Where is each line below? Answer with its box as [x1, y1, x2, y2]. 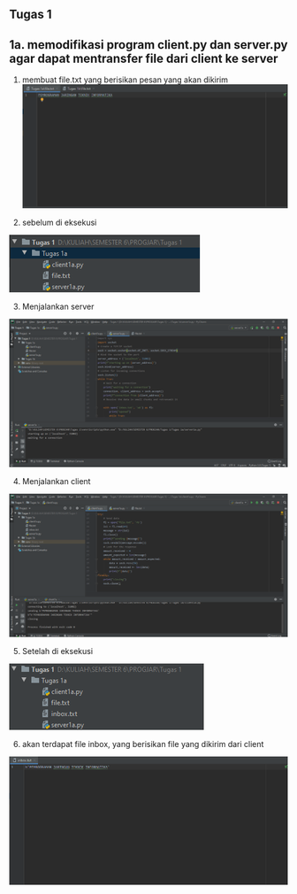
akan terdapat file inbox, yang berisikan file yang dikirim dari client [21, 738, 264, 749]
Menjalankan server [21, 301, 95, 312]
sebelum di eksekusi [21, 217, 97, 227]
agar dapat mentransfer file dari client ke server [9, 50, 278, 66]
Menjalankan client [21, 475, 91, 486]
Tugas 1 [9, 7, 52, 22]
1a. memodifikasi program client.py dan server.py [9, 37, 288, 52]
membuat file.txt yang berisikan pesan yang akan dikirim [21, 74, 228, 85]
